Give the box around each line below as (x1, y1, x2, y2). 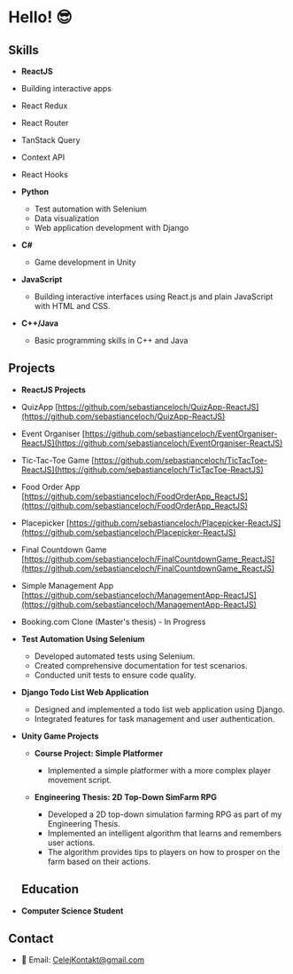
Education (20, 882, 79, 897)
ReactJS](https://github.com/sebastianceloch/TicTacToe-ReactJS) (20, 464, 265, 475)
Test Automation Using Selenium (20, 633, 145, 644)
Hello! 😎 (8, 7, 73, 28)
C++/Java (20, 318, 59, 329)
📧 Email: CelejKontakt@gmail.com (20, 954, 145, 965)
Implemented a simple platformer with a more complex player (47, 764, 272, 775)
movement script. (47, 774, 112, 785)
